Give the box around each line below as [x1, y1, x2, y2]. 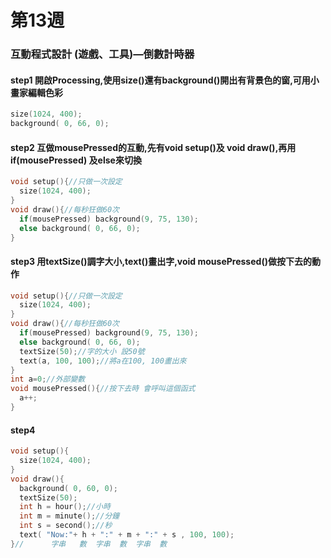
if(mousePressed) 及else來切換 [10, 154, 142, 166]
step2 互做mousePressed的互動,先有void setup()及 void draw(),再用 [10, 141, 297, 153]
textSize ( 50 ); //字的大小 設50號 [19, 346, 145, 356]
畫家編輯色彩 [10, 86, 63, 98]
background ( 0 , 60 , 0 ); [19, 483, 118, 493]
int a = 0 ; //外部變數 [10, 374, 86, 385]
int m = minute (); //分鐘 [19, 511, 120, 521]
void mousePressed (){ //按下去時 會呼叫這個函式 [10, 384, 196, 394]
